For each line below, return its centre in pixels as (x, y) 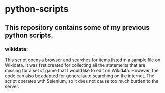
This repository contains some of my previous (77, 27)
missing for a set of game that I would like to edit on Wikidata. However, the (82, 70)
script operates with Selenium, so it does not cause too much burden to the (82, 81)
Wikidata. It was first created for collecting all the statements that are (75, 65)
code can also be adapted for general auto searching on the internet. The (80, 76)
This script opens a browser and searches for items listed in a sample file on (83, 60)
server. (12, 86)
